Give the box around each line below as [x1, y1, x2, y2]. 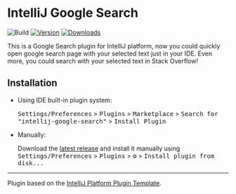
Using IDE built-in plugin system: [17, 96, 112, 104]
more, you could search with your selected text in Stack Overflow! [7, 56, 199, 65]
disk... [17, 159, 44, 167]
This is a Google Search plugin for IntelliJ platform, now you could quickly [7, 41, 221, 50]
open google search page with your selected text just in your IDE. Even [7, 49, 213, 58]
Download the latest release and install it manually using [17, 144, 181, 153]
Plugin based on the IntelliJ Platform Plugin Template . [7, 179, 162, 187]
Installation [7, 77, 58, 89]
